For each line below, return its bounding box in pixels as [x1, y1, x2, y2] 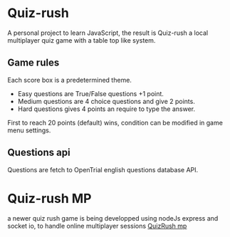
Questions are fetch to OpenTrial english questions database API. [7, 165, 199, 174]
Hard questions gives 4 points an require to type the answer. [17, 105, 196, 113]
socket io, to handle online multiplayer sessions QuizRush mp [7, 221, 187, 230]
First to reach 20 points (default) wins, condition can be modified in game [7, 118, 223, 127]
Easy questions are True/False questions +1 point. [17, 89, 164, 98]
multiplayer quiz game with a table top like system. [7, 36, 156, 44]
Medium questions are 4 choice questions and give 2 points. [17, 97, 196, 105]
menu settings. [7, 126, 51, 135]
